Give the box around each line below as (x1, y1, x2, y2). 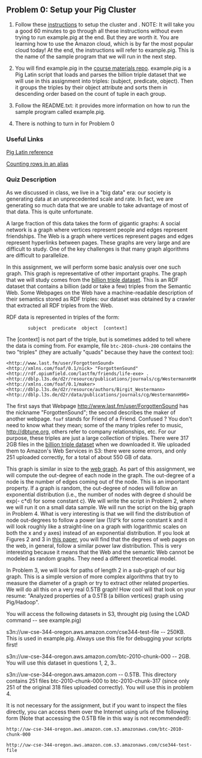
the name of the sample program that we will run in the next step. (14, 52, 177, 60)
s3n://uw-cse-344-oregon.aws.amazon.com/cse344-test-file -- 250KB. (6, 628, 185, 636)
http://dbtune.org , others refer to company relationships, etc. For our (6, 428, 176, 436)
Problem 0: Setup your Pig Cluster (6, 5, 136, 15)
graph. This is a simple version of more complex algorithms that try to (6, 573, 179, 580)
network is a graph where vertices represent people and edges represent (6, 226, 188, 234)
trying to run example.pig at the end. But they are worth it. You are (14, 33, 179, 41)
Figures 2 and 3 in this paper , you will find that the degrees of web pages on (6, 536, 195, 543)
